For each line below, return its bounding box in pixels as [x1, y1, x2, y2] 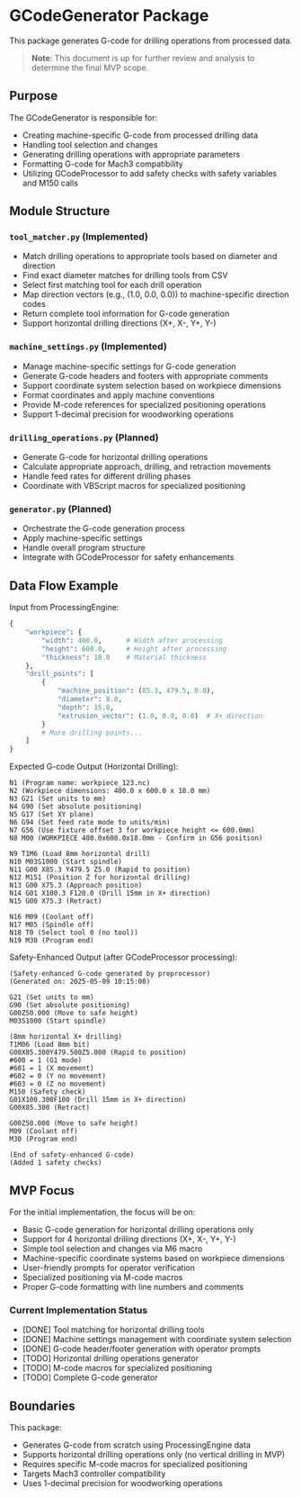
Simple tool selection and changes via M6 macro [22, 1243, 203, 1254]
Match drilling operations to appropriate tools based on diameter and [22, 251, 278, 262]
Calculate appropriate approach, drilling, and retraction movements [22, 461, 271, 473]
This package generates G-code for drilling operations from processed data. [9, 35, 293, 46]
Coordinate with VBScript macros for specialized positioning [22, 481, 246, 491]
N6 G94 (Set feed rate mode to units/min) [9, 818, 171, 827]
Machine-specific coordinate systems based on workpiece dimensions [22, 1252, 285, 1263]
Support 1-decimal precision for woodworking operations [22, 409, 235, 419]
